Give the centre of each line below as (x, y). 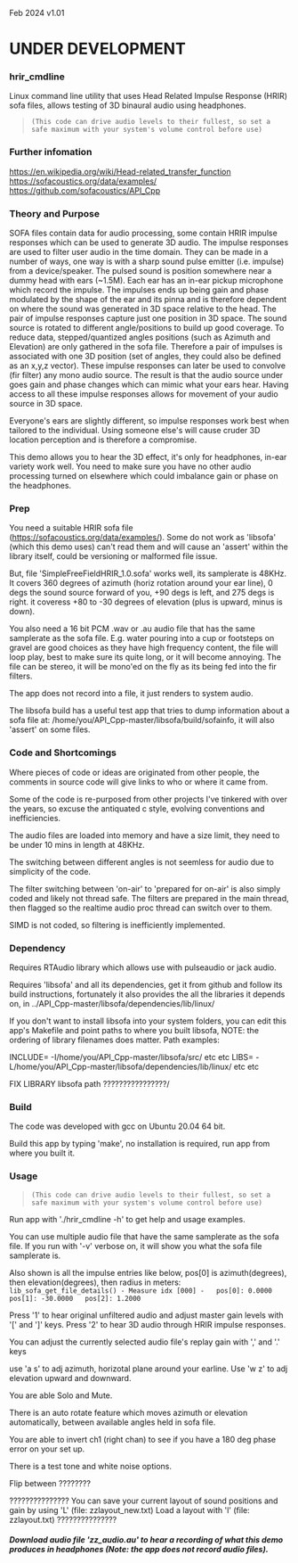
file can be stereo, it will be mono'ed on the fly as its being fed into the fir (143, 667)
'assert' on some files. (50, 729)
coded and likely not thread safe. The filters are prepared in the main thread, (149, 898)
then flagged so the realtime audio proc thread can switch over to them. (141, 908)
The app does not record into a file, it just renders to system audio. (131, 694)
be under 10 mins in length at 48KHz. (77, 844)
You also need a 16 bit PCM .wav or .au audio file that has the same (132, 629)
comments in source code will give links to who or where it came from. (139, 781)
